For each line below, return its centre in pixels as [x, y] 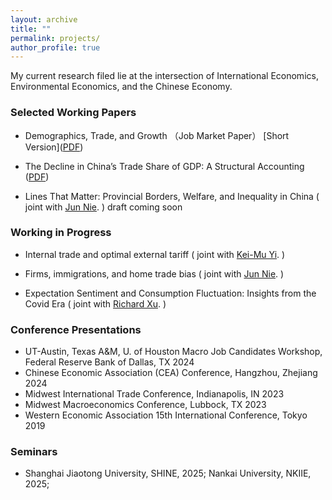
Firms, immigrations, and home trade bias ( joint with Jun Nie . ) [154, 273]
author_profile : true [55, 47]
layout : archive [44, 19]
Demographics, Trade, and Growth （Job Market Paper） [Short [157, 135]
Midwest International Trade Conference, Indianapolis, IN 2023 [154, 394]
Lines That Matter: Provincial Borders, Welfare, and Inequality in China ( [172, 196]
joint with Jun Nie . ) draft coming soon [103, 207]
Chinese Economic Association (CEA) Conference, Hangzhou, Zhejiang [171, 373]
